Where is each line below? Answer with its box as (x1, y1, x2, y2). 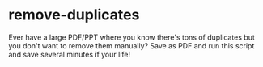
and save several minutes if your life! (8, 49, 131, 59)
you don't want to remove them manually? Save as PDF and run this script (8, 40, 255, 50)
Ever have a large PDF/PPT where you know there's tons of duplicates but (8, 32, 255, 42)
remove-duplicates (8, 6, 140, 24)
